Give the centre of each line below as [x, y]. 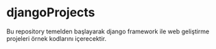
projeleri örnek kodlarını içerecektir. [57, 38]
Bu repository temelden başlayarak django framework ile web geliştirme [108, 31]
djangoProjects [51, 13]
